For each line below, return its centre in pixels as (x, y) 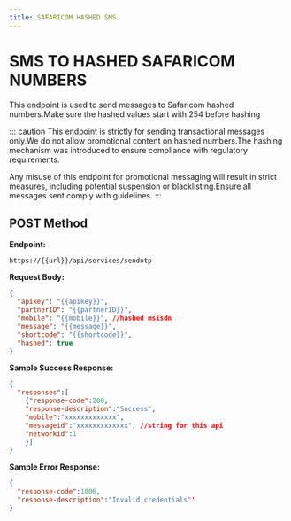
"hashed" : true (45, 343)
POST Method (49, 223)
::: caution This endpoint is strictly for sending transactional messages (137, 131)
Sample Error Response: (54, 467)
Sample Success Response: (61, 368)
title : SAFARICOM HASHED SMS (63, 17)
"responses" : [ (43, 393)
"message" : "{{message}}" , (67, 326)
